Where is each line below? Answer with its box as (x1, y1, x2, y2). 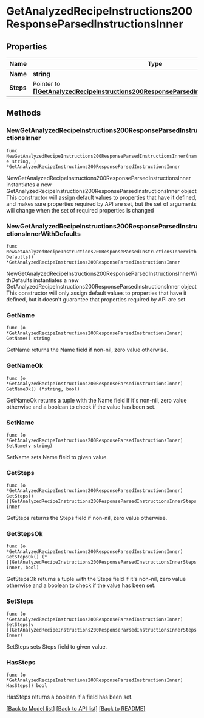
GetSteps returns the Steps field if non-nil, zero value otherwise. (6, 515, 168, 522)
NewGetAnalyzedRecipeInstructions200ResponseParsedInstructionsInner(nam (6, 153, 197, 159)
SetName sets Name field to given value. (6, 453, 108, 460)
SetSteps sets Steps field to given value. (6, 642, 107, 650)
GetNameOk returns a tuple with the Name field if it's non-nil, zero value (6, 396, 187, 404)
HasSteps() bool (6, 683, 47, 689)
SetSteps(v (6, 621, 34, 628)
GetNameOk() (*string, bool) (6, 385, 80, 392)
